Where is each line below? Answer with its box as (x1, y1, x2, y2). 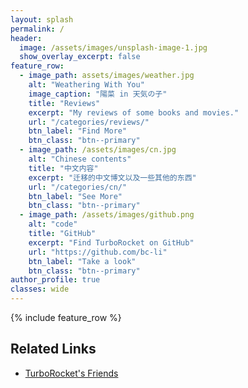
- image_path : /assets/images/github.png (19, 210, 195, 220)
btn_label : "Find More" (28, 126, 128, 136)
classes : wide (10, 284, 70, 295)
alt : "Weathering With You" (28, 80, 145, 90)
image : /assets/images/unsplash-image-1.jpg (19, 42, 208, 53)
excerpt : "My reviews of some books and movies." (28, 107, 240, 118)
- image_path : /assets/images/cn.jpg (19, 145, 177, 155)
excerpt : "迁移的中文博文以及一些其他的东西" (28, 172, 197, 183)
